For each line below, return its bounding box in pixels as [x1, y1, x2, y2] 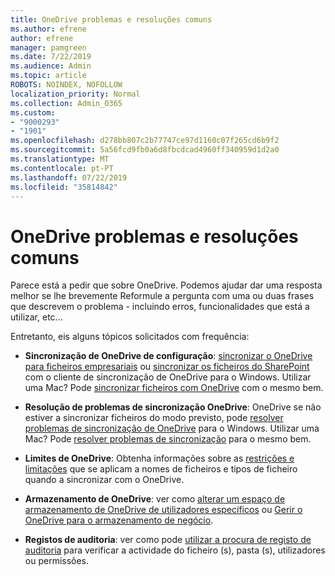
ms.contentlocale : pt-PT [10, 163, 114, 173]
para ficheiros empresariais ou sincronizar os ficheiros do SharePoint [24, 361, 310, 373]
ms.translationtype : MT [10, 154, 110, 164]
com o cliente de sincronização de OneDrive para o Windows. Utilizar [24, 371, 312, 383]
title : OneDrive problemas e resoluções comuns [10, 14, 213, 25]
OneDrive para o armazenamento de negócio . [24, 514, 214, 526]
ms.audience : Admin [10, 61, 92, 71]
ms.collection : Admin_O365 [10, 98, 123, 108]
